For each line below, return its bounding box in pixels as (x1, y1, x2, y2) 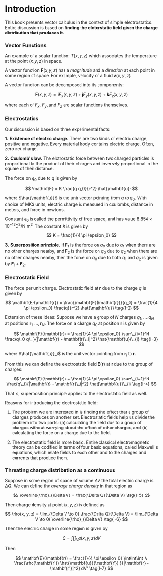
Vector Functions (5, 42, 47, 49)
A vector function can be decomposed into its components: (5, 82, 124, 88)
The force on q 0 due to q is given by (5, 175, 78, 182)
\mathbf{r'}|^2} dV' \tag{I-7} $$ (50, 565, 113, 571)
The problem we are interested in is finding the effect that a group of (12, 409, 149, 415)
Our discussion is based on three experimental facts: (5, 126, 111, 132)
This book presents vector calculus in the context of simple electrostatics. (5, 19, 153, 25)
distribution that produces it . (5, 30, 64, 35)
